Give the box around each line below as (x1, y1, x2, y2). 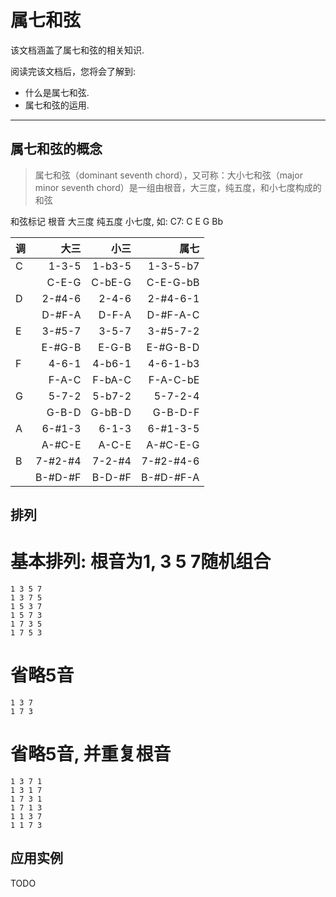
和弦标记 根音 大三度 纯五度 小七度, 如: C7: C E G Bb (10, 215, 223, 227)
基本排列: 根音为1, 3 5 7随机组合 (10, 551, 272, 573)
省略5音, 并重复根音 (10, 743, 172, 766)
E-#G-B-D (146, 340, 200, 354)
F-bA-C (92, 372, 132, 386)
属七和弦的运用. (24, 99, 90, 111)
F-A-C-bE (148, 372, 200, 386)
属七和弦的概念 (10, 141, 103, 158)
